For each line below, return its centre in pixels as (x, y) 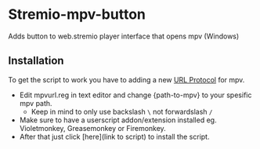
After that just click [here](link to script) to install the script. (114, 136)
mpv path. (36, 103)
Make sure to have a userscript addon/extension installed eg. (118, 120)
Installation (36, 61)
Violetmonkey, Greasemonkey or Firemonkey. (92, 128)
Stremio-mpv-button (77, 15)
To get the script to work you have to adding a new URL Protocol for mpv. (126, 79)
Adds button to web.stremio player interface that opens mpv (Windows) (124, 36)
